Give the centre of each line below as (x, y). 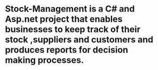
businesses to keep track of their (73, 29)
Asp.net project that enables (64, 19)
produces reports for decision (67, 50)
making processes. (44, 60)
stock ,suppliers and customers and (79, 40)
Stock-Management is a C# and (70, 9)
